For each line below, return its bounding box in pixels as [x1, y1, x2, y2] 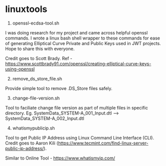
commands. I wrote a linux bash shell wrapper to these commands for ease [5, 35, 160, 41]
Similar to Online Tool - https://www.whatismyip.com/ [5, 155, 115, 161]
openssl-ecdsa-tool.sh [12, 20, 59, 26]
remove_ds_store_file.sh [12, 75, 62, 81]
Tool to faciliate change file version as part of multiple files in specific [5, 104, 148, 110]
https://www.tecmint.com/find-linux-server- [58, 140, 148, 146]
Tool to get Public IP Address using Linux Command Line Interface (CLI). [5, 134, 154, 140]
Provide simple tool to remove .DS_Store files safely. [5, 85, 112, 91]
